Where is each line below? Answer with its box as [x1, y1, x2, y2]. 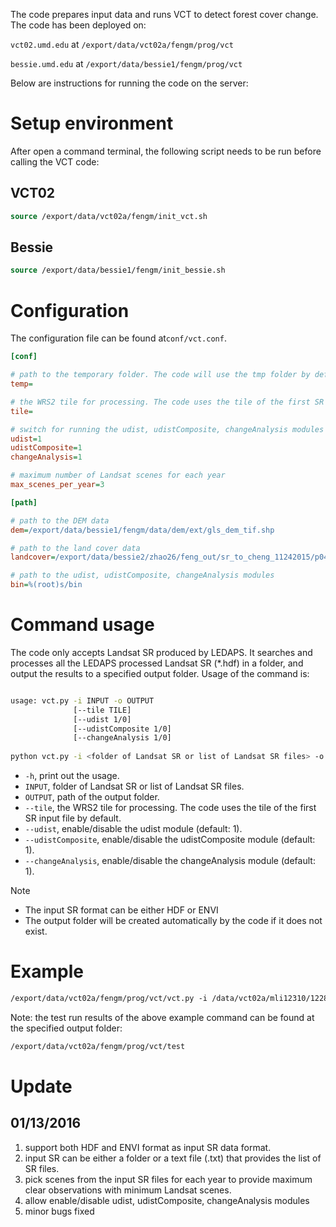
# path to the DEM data [10, 515, 110, 526]
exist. [24, 925, 48, 938]
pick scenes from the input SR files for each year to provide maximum [24, 1173, 313, 1185]
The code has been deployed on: [10, 19, 147, 31]
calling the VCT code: [10, 155, 100, 168]
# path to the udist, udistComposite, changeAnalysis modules [10, 570, 275, 581]
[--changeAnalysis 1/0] [73, 733, 172, 743]
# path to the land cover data [10, 543, 141, 553]
